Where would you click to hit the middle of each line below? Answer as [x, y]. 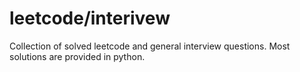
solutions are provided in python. [77, 56]
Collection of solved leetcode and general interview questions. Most [150, 46]
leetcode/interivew [90, 18]
